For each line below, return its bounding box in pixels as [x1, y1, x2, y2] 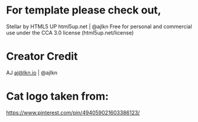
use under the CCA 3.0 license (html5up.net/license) [6, 29, 134, 36]
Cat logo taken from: [6, 90, 109, 103]
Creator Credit [6, 50, 78, 63]
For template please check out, [6, 4, 161, 17]
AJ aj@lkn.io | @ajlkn [6, 69, 58, 76]
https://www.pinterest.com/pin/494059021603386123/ [6, 109, 140, 116]
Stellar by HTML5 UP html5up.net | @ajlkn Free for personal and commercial [6, 23, 192, 30]
